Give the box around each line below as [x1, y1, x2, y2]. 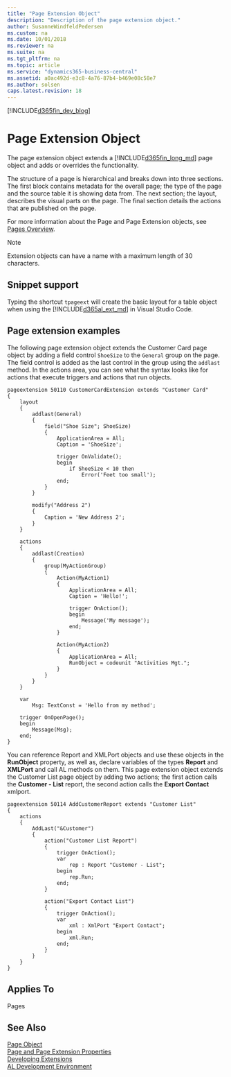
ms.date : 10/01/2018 [7, 36, 67, 43]
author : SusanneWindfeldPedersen [7, 23, 104, 30]
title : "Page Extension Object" [7, 10, 100, 17]
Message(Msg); [32, 726, 73, 733]
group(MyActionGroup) [44, 562, 107, 569]
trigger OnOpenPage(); [19, 714, 85, 721]
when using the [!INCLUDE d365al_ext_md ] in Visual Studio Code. [7, 304, 194, 313]
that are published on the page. [7, 204, 97, 212]
